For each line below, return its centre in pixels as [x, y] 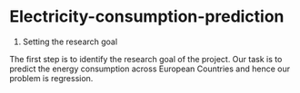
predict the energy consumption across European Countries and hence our [150, 69]
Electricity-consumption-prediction [147, 17]
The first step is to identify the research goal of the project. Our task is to [146, 59]
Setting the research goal [70, 42]
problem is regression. [51, 78]
